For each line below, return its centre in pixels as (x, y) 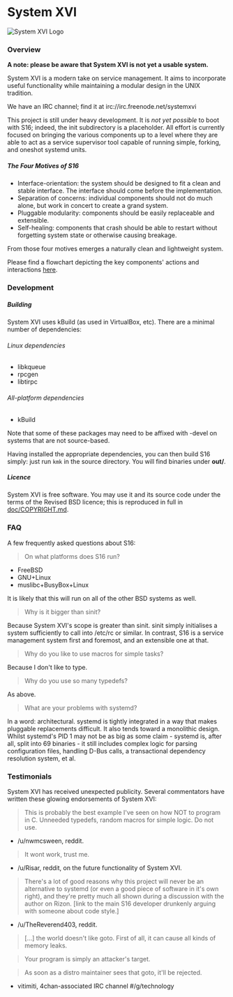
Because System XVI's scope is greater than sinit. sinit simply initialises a (112, 625)
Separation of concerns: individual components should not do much (115, 198)
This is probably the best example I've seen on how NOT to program (122, 813)
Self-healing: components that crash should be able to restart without (117, 228)
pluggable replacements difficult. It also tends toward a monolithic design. (113, 728)
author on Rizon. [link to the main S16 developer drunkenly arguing (120, 904)
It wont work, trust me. (57, 855)
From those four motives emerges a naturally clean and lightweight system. (115, 249)
